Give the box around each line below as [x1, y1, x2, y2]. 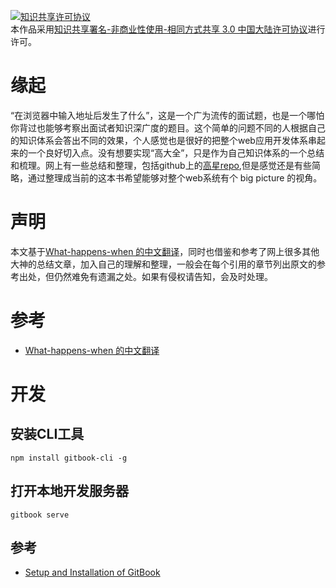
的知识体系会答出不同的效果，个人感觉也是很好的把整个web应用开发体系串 [10, 134, 317, 146]
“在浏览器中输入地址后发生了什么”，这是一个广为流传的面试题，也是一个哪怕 [10, 109, 325, 121]
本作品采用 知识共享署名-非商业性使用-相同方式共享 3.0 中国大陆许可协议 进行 [10, 23, 326, 35]
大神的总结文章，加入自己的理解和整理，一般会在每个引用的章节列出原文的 [10, 258, 317, 270]
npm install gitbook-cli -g [10, 453, 128, 463]
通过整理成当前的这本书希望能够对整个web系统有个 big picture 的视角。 [27, 171, 323, 184]
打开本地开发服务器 [10, 483, 129, 500]
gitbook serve [10, 510, 70, 520]
